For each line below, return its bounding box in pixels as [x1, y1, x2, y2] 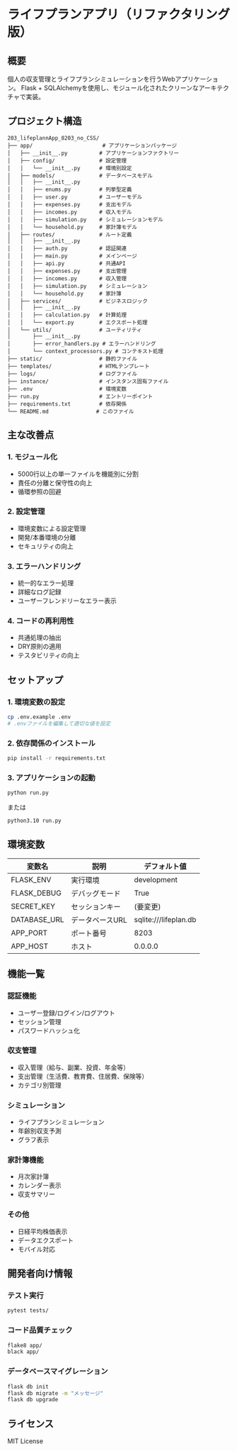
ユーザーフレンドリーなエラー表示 [17, 596, 117, 605]
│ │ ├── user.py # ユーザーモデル [7, 193, 143, 201]
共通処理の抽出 [17, 633, 62, 642]
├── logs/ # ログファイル [7, 370, 138, 377]
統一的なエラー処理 [17, 579, 74, 587]
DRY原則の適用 [17, 643, 62, 651]
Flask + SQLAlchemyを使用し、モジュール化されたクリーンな [21, 84, 200, 92]
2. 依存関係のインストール [7, 738, 96, 748]
